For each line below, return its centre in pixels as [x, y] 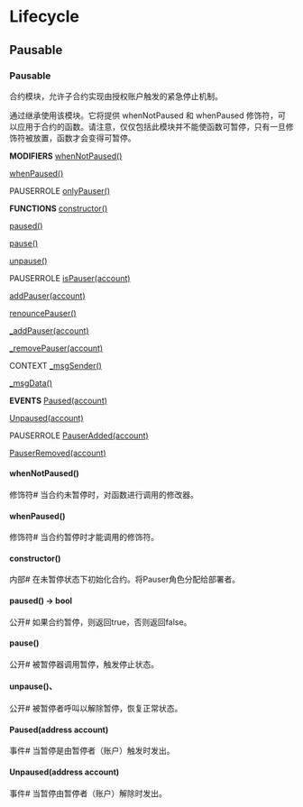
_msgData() [31, 383]
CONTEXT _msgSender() [55, 365]
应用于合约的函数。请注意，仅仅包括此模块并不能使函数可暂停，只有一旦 [151, 126]
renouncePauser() [43, 313]
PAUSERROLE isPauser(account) [70, 278]
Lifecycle [44, 17]
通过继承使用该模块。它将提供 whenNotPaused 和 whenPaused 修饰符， [144, 115]
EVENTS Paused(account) [59, 400]
